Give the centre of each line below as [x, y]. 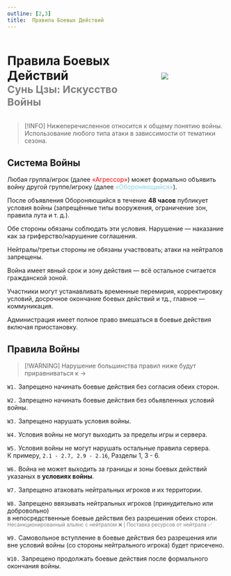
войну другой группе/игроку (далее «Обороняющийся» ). [92, 187]
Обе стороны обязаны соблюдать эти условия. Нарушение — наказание [115, 229]
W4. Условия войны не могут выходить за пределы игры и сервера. [107, 435]
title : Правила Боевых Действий [56, 20]
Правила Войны [43, 349]
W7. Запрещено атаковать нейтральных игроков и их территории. [105, 490]
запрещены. [25, 257]
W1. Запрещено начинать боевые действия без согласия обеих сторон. [113, 387]
